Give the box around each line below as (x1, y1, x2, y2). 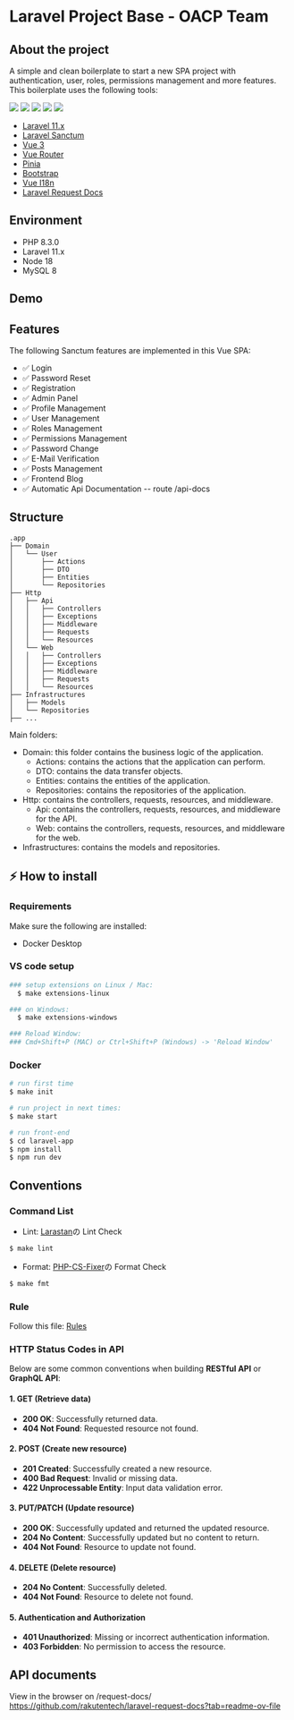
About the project (9, 42, 110, 57)
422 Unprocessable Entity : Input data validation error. (21, 1482, 223, 1493)
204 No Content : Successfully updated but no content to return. (21, 1532, 260, 1543)
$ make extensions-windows (17, 1013, 118, 1022)
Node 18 (21, 255, 54, 266)
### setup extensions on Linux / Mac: (9, 980, 154, 990)
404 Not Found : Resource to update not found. (21, 1542, 197, 1552)
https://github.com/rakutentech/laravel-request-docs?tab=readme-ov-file (9, 1700, 281, 1711)
